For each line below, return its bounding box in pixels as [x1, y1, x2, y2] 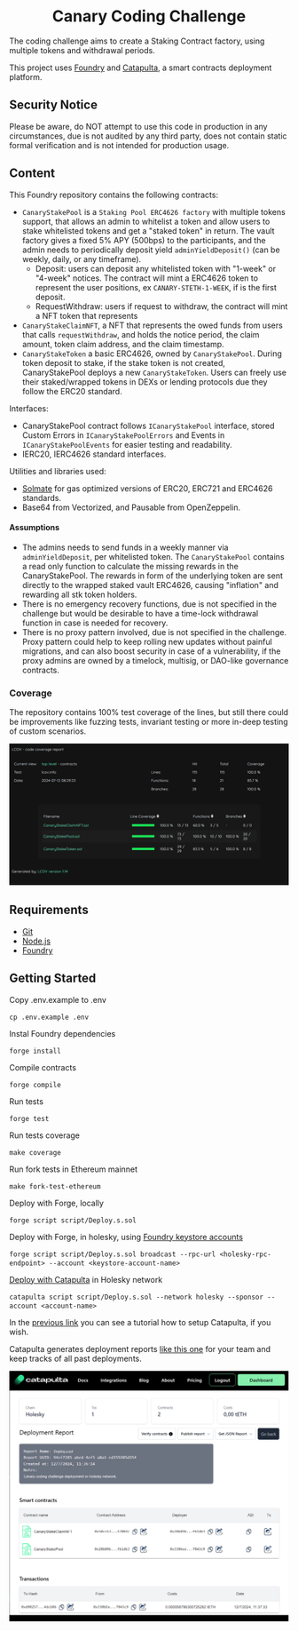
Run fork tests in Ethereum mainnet [9, 1164, 138, 1174]
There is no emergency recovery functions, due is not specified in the [21, 598, 278, 609]
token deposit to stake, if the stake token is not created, [21, 357, 226, 368]
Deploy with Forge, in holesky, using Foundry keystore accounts [9, 1231, 244, 1242]
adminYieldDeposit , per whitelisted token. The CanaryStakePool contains [21, 551, 286, 561]
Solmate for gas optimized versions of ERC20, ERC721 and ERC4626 [21, 482, 273, 494]
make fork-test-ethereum [9, 1181, 101, 1191]
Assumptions [9, 522, 60, 533]
